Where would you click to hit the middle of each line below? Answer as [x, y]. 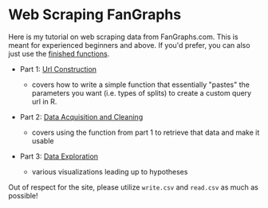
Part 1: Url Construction [58, 69]
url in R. [44, 101]
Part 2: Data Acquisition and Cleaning [81, 116]
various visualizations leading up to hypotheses [110, 171]
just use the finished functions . [59, 53]
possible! [23, 195]
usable [43, 140]
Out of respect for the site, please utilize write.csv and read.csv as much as [134, 187]
